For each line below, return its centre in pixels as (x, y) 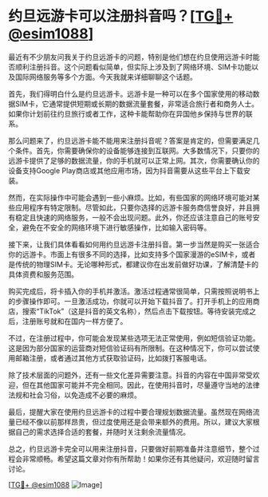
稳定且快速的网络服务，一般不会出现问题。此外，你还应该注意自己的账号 (134, 217)
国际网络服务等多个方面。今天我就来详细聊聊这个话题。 (106, 77)
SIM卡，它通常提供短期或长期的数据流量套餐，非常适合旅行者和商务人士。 (137, 104)
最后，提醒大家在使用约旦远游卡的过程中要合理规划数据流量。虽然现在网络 (130, 412)
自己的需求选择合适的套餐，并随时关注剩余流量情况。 (102, 432)
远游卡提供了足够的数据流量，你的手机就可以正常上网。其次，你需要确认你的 (134, 160)
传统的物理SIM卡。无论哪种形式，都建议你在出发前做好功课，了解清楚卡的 (137, 264)
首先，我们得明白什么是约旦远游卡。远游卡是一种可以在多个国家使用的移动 (130, 93)
